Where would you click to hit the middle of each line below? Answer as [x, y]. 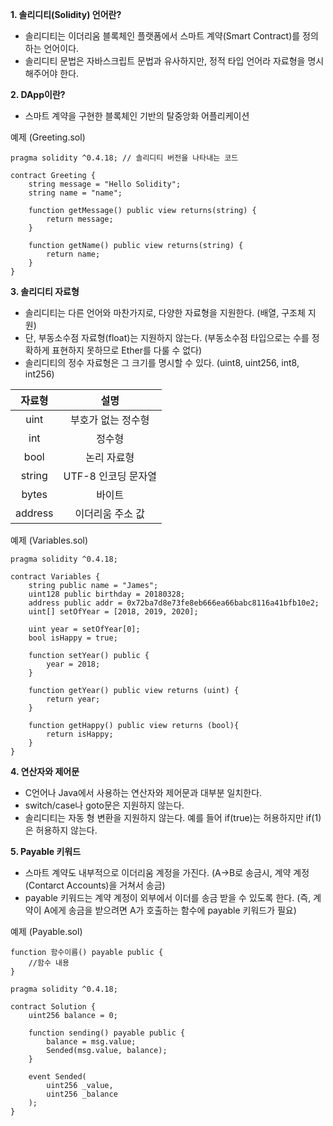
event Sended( [57, 1077]
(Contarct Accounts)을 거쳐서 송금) [95, 885]
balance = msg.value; [91, 1042]
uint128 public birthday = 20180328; [107, 594]
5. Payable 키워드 [46, 851]
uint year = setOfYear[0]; [84, 629]
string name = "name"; [75, 193]
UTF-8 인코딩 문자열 [110, 476]
